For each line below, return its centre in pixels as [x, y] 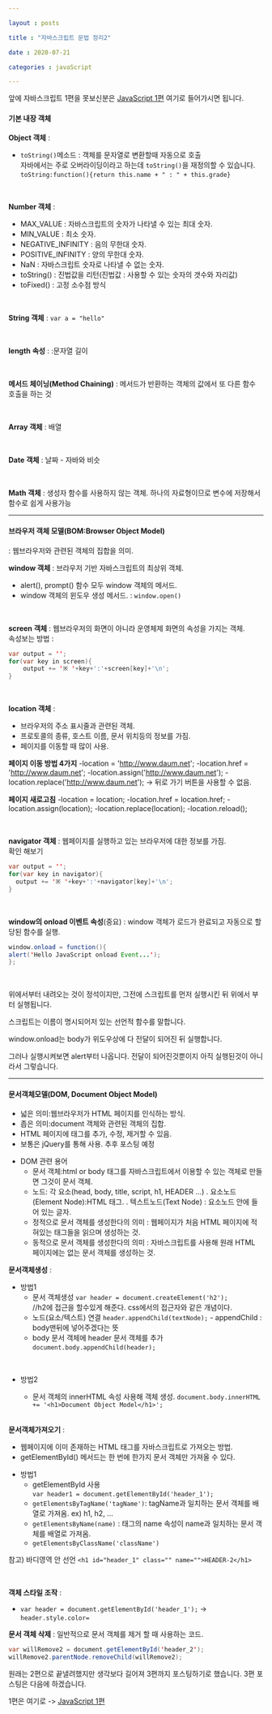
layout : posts [34, 23]
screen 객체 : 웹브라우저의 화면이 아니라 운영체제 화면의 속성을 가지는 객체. [127, 628]
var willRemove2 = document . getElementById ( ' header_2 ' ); [106, 1650]
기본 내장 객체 [30, 118]
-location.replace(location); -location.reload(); [171, 809]
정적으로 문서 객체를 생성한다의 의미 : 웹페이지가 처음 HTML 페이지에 [140, 1222]
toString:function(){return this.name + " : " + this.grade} [125, 175]
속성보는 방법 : [31, 638]
